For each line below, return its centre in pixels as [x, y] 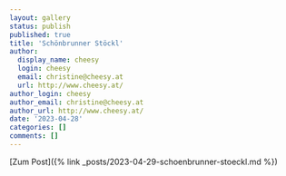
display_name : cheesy [59, 60]
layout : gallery [40, 18]
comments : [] [34, 136]
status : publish [40, 26]
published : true [40, 34]
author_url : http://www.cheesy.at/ [77, 111]
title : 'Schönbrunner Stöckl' [67, 43]
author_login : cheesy [50, 93]
